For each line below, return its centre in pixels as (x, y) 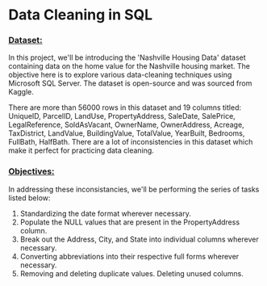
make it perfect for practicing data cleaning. (81, 150)
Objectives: (31, 171)
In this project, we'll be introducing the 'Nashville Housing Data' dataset (127, 57)
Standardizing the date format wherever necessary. (105, 213)
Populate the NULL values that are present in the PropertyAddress (130, 222)
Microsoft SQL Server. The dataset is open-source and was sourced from (130, 83)
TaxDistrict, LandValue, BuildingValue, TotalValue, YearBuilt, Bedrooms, (127, 133)
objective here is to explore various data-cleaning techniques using (120, 75)
